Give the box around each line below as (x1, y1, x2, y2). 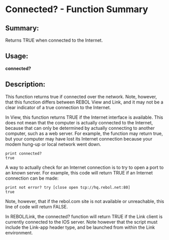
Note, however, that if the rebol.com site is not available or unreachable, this (5, 198, 164, 204)
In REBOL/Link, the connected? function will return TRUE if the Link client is (5, 213, 163, 219)
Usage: (5, 52, 29, 60)
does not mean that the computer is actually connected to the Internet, (5, 119, 153, 125)
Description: (5, 80, 46, 89)
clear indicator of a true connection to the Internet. (5, 104, 111, 110)
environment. (5, 229, 33, 235)
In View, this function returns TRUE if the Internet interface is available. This (5, 114, 163, 120)
